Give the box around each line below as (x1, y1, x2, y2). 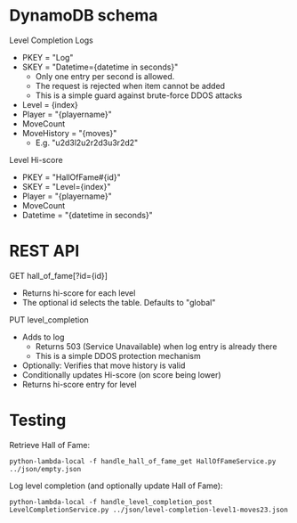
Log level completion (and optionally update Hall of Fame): (9, 480, 223, 491)
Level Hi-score (9, 154, 64, 165)
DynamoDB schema (9, 5, 158, 26)
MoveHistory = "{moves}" (21, 127, 117, 138)
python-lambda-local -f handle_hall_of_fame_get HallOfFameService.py (9, 456, 277, 466)
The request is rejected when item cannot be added (35, 80, 225, 91)
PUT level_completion (9, 314, 89, 325)
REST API (9, 241, 80, 261)
